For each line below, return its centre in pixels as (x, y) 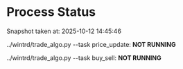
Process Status (51, 12)
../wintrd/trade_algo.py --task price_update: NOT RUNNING (91, 44)
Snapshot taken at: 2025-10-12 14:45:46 (64, 31)
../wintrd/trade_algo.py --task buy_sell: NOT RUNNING (84, 58)
